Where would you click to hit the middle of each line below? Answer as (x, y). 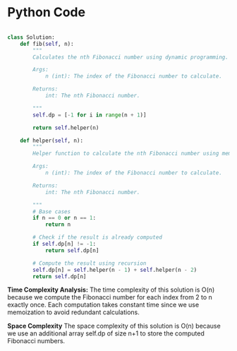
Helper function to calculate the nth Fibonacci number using (126, 154)
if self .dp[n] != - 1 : (65, 244)
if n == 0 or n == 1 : (65, 218)
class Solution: (31, 37)
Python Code (47, 12)
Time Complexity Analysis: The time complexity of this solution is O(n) (111, 290)
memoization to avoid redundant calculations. (73, 312)
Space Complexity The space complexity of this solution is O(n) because (114, 326)
